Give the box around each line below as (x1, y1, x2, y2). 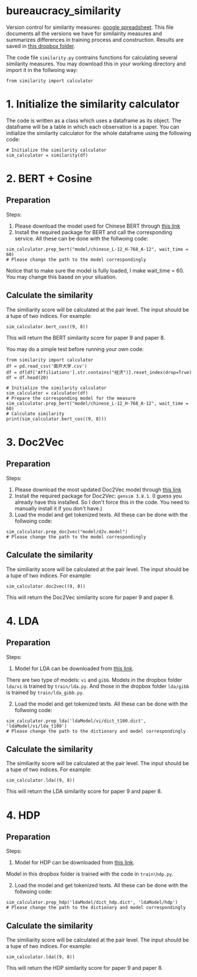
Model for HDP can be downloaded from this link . (14, 859, 135, 866)
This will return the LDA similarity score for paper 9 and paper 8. (6, 788, 162, 795)
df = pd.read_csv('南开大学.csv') (6, 363, 87, 369)
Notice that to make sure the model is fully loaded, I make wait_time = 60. (6, 267, 185, 274)
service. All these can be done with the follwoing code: (14, 235, 149, 242)
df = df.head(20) (6, 375, 49, 381)
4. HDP (6, 808, 41, 822)
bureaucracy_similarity (6, 4, 122, 18)
